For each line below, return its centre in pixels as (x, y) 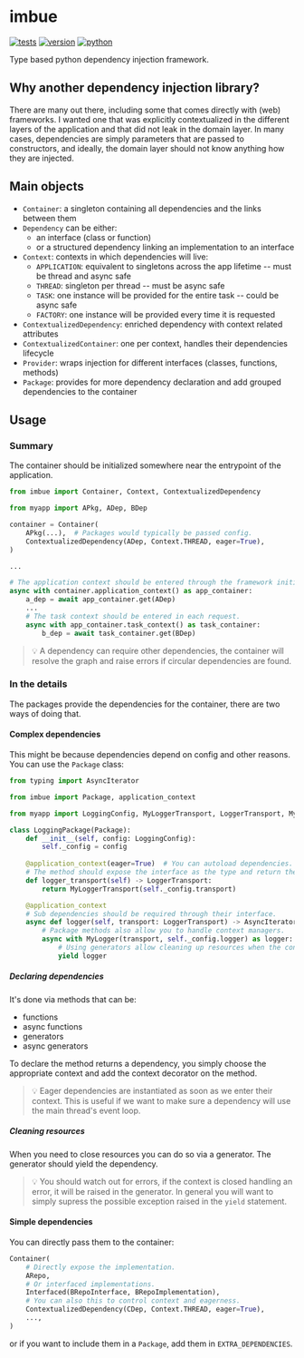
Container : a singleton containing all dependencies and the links (142, 208)
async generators (55, 1046)
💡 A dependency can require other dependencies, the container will (158, 650)
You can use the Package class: (67, 764)
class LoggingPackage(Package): (70, 830)
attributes (40, 334)
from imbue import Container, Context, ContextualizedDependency (135, 492)
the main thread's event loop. (86, 1110)
